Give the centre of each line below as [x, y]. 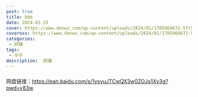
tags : [13, 50]
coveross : [18, 34]
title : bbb [19, 17]
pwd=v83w [20, 88]
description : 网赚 [29, 61]
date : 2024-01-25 [27, 22]
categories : [21, 39]
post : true [19, 11]
